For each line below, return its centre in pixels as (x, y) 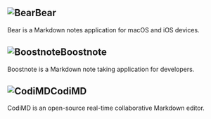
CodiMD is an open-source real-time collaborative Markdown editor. (106, 108)
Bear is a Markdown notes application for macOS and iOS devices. (103, 30)
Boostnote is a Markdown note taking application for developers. (101, 69)
